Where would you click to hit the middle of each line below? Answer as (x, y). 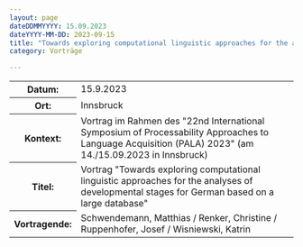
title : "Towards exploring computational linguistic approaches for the (149, 43)
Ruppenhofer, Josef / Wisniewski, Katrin (165, 229)
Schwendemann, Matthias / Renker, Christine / (179, 217)
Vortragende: (43, 224)
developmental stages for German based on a (178, 192)
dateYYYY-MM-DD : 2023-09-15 (62, 34)
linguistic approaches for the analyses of (167, 180)
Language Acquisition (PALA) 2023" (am (167, 143)
